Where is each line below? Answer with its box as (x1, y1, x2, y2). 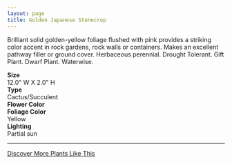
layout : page (7, 10, 45, 17)
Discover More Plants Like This (7, 149, 95, 157)
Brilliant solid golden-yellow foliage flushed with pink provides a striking (7, 35, 212, 43)
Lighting (7, 122, 32, 130)
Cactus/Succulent (7, 92, 59, 101)
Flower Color (7, 100, 45, 108)
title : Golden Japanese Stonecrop (7, 17, 107, 23)
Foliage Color (7, 107, 46, 116)
